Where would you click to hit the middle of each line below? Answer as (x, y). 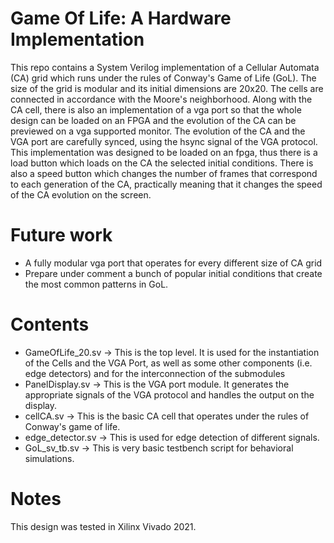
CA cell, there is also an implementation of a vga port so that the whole (156, 109)
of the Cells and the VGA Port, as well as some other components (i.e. (168, 363)
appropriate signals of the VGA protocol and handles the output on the (169, 394)
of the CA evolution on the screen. (81, 194)
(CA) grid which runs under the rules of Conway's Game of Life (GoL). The (163, 78)
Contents (50, 324)
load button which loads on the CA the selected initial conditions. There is (162, 163)
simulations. (49, 458)
